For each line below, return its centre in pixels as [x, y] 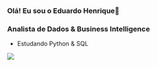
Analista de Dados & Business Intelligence [78, 28]
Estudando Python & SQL [53, 44]
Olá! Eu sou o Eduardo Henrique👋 [63, 11]
